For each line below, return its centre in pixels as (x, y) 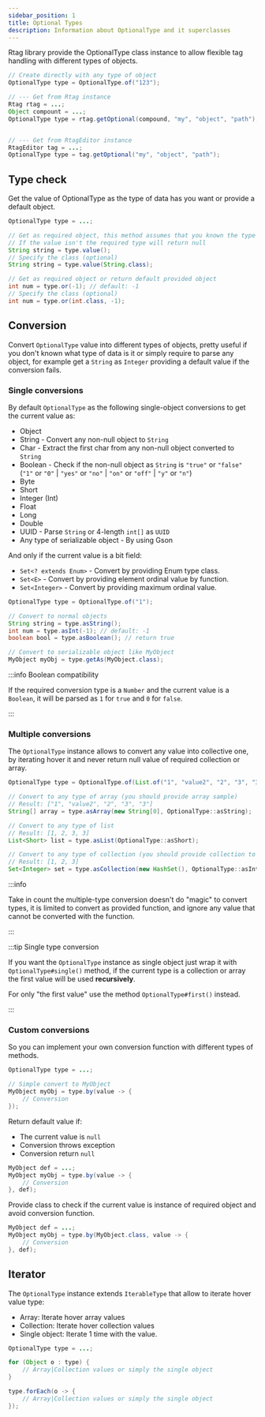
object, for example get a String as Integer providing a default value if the (129, 361)
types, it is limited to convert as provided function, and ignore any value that (132, 908)
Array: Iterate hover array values (72, 1317)
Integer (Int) (39, 498)
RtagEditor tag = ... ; (45, 148)
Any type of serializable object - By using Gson (96, 540)
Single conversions (46, 390)
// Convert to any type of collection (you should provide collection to (132, 854)
